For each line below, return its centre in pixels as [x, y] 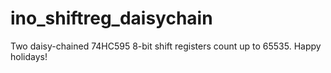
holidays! [29, 56]
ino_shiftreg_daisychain [111, 18]
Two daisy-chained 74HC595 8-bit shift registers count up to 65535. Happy [166, 46]
